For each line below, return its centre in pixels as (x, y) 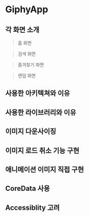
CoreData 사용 (27, 189)
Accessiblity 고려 (33, 208)
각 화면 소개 (22, 29)
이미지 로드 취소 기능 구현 (42, 151)
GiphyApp (27, 9)
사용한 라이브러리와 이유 (41, 112)
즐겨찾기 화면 (31, 65)
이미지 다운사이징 (31, 132)
